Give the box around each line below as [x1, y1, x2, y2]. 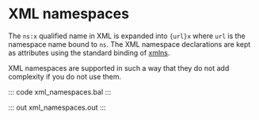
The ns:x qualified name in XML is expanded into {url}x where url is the [8, 31, 246, 41]
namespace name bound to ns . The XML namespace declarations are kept [8, 39, 251, 48]
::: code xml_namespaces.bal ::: [8, 87, 112, 96]
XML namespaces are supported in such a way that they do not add [8, 63, 230, 72]
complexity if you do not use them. [8, 72, 122, 81]
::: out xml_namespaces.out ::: [8, 103, 106, 112]
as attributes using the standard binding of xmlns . [8, 48, 170, 57]
